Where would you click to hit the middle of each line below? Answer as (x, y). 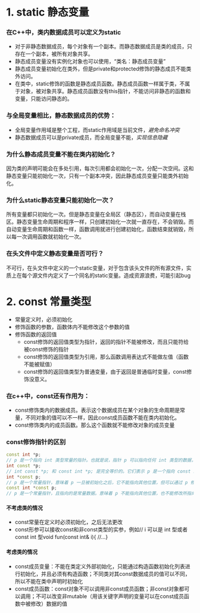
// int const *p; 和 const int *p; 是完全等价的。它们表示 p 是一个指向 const (99, 471)
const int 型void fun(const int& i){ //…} (61, 537)
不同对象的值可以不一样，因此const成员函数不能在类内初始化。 (103, 417)
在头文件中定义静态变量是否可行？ (55, 254)
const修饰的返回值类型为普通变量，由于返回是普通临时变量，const (105, 371)
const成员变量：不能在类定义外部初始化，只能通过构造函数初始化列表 (100, 566)
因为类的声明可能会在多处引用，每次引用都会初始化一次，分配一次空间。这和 (100, 168)
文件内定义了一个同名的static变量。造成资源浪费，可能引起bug (114, 275)
